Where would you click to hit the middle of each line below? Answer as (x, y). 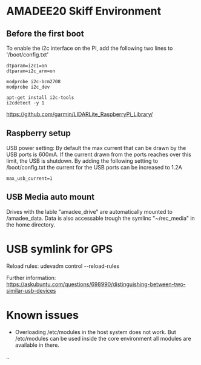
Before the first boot (45, 34)
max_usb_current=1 (29, 178)
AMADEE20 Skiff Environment (84, 11)
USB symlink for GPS (60, 249)
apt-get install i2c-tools (40, 98)
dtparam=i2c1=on (27, 66)
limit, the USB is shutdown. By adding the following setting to (82, 161)
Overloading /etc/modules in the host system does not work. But (96, 332)
